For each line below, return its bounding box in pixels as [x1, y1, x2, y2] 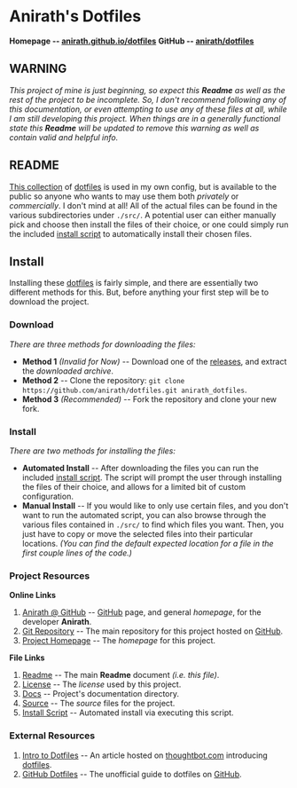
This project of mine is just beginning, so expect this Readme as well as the [9, 84, 285, 95]
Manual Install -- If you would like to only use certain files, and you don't [21, 500, 289, 511]
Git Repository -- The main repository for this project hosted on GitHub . [21, 626, 284, 636]
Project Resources [9, 570, 90, 582]
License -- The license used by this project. [21, 679, 182, 689]
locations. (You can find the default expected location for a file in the [21, 538, 274, 548]
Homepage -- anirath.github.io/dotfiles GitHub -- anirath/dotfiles [9, 35, 254, 46]
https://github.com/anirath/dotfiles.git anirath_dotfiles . [21, 384, 247, 395]
